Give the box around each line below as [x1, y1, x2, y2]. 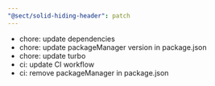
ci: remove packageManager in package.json [19, 68, 169, 77]
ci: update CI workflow [19, 59, 94, 69]
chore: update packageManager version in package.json [19, 42, 207, 52]
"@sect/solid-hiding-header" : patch [7, 11, 130, 20]
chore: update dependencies [19, 34, 116, 43]
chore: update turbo [19, 51, 86, 60]
